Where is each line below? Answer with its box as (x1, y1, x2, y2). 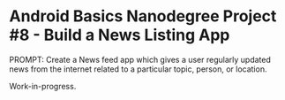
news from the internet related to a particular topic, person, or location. (9, 64, 267, 74)
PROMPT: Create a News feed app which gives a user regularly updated (9, 54, 272, 65)
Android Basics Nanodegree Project (9, 6, 277, 27)
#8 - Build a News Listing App (9, 25, 230, 45)
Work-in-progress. (9, 81, 77, 91)
